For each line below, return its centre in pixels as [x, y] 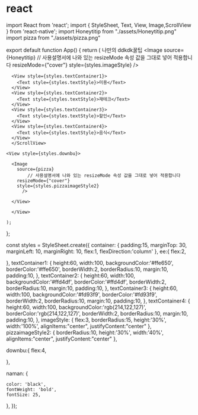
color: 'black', [26, 384]
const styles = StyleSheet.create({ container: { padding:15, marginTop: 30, [97, 245]
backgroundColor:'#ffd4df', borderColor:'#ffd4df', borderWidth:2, [86, 282]
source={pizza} [36, 169]
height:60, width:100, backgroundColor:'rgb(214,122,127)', [76, 307]
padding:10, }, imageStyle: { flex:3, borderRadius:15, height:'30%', [87, 320]
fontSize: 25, [24, 395]
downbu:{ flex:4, [26, 350]
